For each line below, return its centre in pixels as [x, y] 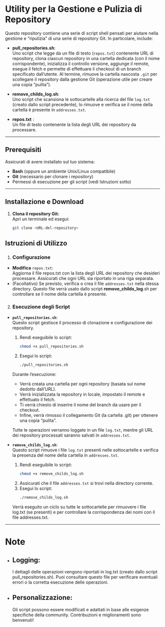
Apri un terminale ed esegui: [41, 219]
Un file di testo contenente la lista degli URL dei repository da [74, 125]
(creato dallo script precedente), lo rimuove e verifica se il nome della [82, 104]
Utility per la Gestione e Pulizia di [74, 9]
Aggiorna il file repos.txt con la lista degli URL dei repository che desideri [86, 273]
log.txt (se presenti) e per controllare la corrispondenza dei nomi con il [83, 512]
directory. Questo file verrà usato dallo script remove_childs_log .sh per [84, 289]
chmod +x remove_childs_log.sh [52, 474]
